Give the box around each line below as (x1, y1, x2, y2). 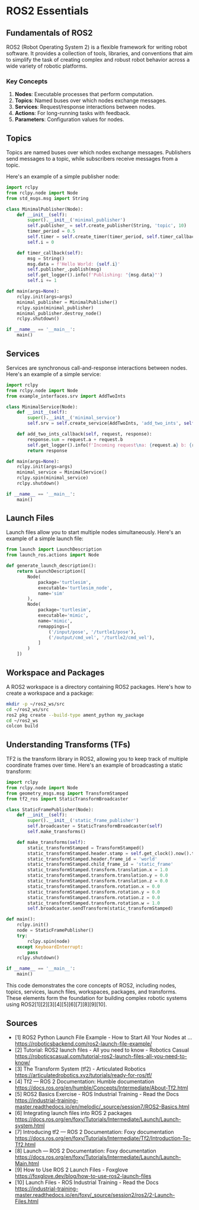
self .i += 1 (27, 278, 57, 284)
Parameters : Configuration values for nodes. (14, 116, 124, 123)
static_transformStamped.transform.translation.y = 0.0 (27, 872, 168, 879)
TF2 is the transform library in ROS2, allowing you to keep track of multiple (6, 755, 188, 763)
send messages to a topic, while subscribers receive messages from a (6, 155, 178, 163)
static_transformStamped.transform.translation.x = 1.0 (27, 867, 168, 873)
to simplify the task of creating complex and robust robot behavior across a (6, 56, 190, 63)
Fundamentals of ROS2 (6, 28, 93, 38)
